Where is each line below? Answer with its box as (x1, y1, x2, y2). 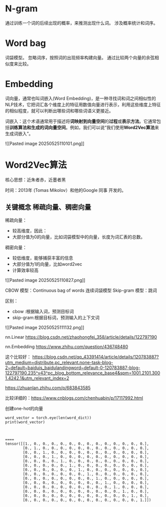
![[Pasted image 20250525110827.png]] (5, 277, 85, 283)
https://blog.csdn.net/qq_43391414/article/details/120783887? (32, 354, 159, 360)
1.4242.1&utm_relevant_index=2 (5, 375, 70, 381)
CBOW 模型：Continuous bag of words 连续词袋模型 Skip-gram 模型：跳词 (5, 287, 157, 293)
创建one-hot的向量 (5, 405, 43, 411)
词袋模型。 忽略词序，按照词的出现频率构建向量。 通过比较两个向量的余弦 (5, 54, 155, 60)
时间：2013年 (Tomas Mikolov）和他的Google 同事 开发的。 (5, 187, 126, 193)
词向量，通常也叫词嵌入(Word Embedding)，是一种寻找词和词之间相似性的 (5, 95, 157, 101)
